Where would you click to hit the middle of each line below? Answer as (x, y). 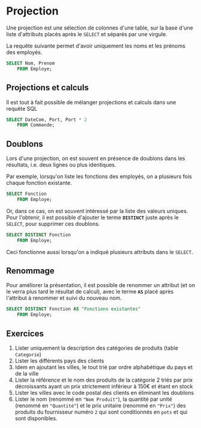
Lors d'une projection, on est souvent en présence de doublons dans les (96, 158)
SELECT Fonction (26, 194)
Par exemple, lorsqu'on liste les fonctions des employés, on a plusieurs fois (99, 176)
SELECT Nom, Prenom (31, 63)
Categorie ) (28, 354)
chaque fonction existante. (39, 183)
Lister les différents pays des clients (59, 361)
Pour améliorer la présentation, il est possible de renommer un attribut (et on (100, 285)
